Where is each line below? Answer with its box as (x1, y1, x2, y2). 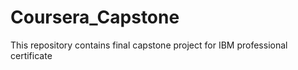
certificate (10, 49, 53, 61)
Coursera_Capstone (10, 6, 180, 29)
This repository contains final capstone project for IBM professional (10, 39, 288, 51)
